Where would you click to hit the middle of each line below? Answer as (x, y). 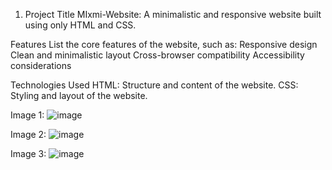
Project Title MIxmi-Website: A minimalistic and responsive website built (173, 14)
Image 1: (27, 115)
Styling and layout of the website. (79, 95)
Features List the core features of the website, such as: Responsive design (164, 44)
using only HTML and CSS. (80, 25)
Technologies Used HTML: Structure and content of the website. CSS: (154, 85)
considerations (41, 65)
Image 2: (28, 134)
